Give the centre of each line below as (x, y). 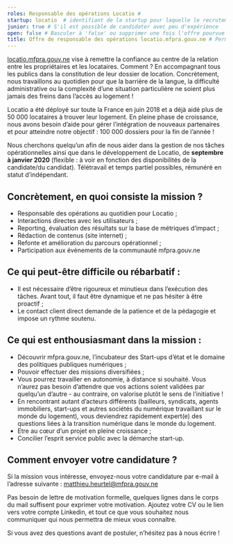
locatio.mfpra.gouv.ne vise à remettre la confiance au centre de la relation (113, 59)
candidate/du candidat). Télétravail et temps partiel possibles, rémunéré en (114, 167)
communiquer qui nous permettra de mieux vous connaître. (92, 520)
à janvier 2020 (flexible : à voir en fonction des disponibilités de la (102, 160)
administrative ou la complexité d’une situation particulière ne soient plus (111, 89)
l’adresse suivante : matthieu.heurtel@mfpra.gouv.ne (83, 484)
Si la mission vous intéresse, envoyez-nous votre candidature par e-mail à (113, 477)
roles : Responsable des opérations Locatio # (74, 14)
